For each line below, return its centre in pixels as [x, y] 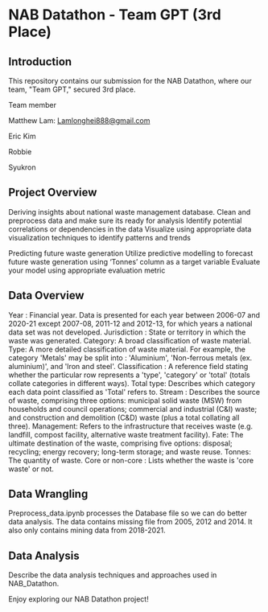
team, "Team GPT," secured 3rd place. [72, 89]
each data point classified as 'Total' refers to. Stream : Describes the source [134, 392]
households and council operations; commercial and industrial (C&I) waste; [133, 409]
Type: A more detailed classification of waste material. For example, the [127, 349]
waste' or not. [31, 469]
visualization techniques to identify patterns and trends [100, 237]
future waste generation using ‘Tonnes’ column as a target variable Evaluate [134, 261]
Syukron [22, 167]
